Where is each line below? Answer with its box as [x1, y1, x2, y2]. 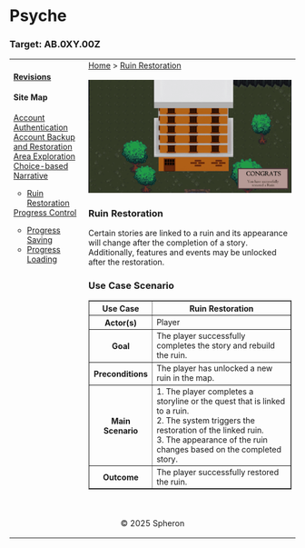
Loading [26, 254, 57, 264]
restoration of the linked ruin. [156, 424, 265, 435]
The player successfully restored [156, 466, 280, 477]
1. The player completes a [156, 385, 254, 396]
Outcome [103, 472, 139, 483]
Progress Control [13, 207, 77, 218]
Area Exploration [13, 151, 75, 162]
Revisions [13, 71, 52, 82]
